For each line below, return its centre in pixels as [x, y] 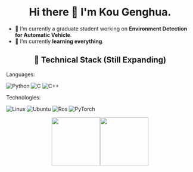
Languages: [21, 74]
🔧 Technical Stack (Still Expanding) [100, 60]
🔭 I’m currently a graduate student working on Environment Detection [101, 29]
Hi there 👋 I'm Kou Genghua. [100, 12]
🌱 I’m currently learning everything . [59, 41]
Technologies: [24, 97]
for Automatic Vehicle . [43, 35]
